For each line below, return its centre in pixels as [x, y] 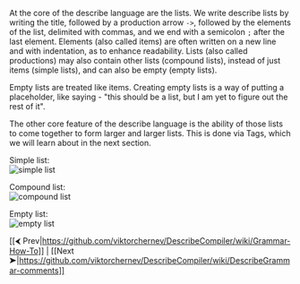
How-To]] [27, 251]
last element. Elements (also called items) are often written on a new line [143, 41]
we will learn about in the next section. [81, 143]
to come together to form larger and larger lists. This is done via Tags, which [150, 133]
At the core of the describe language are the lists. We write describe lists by [149, 13]
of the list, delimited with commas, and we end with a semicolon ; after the [147, 32]
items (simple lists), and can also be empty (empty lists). [113, 70]
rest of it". [27, 106]
